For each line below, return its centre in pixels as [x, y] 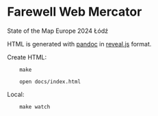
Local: [16, 94]
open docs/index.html [50, 82]
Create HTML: [27, 57]
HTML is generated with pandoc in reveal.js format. [79, 44]
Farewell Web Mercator [75, 12]
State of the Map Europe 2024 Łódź [58, 31]
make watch [35, 106]
